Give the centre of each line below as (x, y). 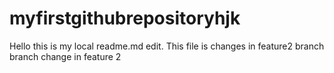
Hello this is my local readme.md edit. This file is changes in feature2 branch (167, 46)
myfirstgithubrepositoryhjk (125, 18)
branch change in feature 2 (65, 56)
